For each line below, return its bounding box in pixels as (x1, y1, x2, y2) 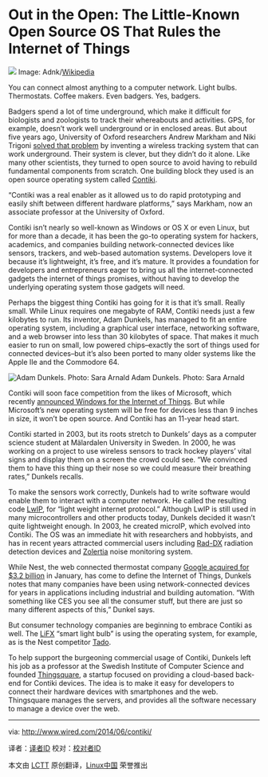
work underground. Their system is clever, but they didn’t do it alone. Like (8, 149, 250, 158)
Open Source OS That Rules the (8, 22, 222, 41)
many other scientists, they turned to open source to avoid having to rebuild (8, 158, 258, 167)
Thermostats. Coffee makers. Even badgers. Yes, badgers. (8, 90, 201, 101)
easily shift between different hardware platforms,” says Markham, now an (8, 198, 253, 208)
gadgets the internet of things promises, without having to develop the (8, 274, 239, 283)
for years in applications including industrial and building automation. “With (8, 587, 255, 597)
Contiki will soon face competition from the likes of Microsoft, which (8, 388, 232, 398)
